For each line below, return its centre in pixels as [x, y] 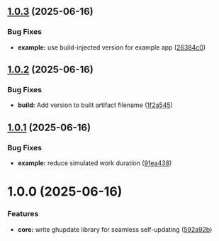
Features [23, 214]
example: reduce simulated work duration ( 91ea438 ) [95, 163]
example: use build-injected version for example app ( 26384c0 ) [112, 47]
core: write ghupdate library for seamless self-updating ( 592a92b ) [115, 229]
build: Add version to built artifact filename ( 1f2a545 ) [95, 105]
